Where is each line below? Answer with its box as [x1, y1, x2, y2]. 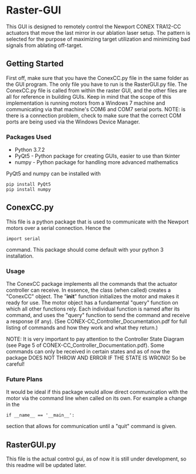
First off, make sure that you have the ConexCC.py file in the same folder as [6, 74, 189, 81]
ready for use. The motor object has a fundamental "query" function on [6, 299, 179, 306]
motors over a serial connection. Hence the [6, 224, 111, 231]
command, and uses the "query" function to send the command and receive [6, 312, 190, 319]
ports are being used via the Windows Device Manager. [6, 118, 140, 125]
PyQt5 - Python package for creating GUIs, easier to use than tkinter [14, 152, 180, 159]
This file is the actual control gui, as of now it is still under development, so [6, 455, 187, 462]
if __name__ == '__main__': [6, 412, 75, 418]
